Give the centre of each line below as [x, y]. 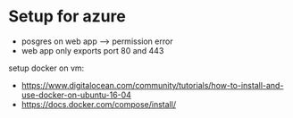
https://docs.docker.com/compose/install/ [98, 104]
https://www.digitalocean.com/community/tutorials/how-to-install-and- [152, 85]
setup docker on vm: [46, 68]
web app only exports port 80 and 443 [92, 50]
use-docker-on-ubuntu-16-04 [76, 95]
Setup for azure [67, 17]
